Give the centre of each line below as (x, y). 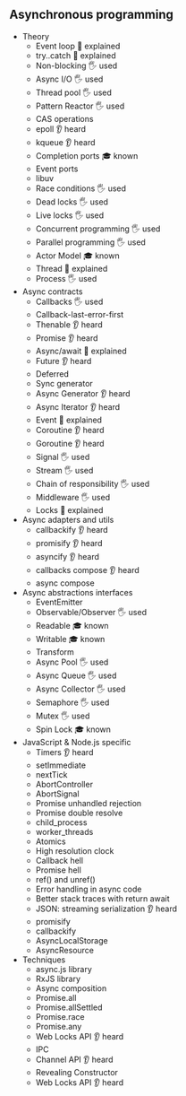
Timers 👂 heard (64, 752)
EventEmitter (59, 602)
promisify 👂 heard (69, 543)
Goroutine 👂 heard (70, 443)
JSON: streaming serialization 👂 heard (106, 909)
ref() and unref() (65, 879)
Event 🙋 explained (69, 420)
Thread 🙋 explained (72, 268)
